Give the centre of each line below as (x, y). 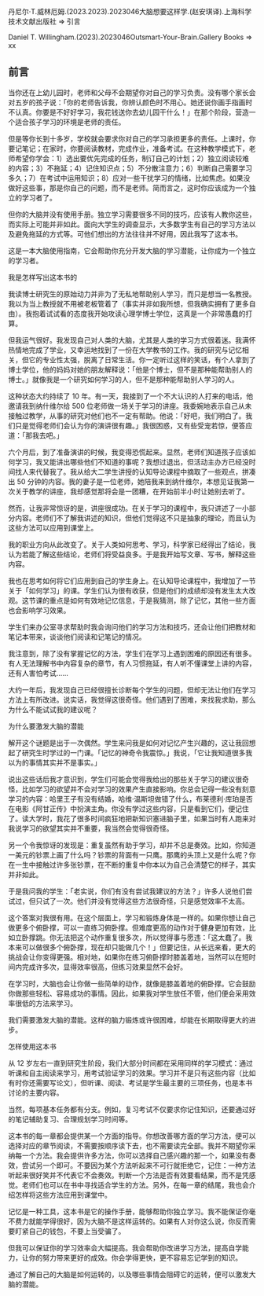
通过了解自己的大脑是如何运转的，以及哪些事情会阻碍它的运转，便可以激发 (128, 1274)
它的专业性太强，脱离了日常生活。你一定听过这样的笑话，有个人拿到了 (142, 359)
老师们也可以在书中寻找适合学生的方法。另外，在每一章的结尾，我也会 (135, 1184)
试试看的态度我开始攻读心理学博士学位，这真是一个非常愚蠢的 (146, 314)
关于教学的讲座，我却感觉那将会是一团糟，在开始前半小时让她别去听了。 (132, 491)
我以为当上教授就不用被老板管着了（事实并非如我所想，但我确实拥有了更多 (128, 303)
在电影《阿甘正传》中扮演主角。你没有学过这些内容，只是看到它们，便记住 (128, 809)
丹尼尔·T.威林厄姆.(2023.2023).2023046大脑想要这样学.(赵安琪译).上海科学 (130, 11)
